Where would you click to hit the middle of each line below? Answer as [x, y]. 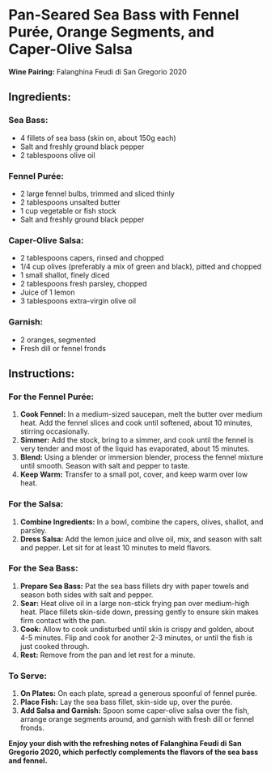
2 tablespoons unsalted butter [70, 202]
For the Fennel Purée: [51, 397]
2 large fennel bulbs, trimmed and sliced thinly [97, 193]
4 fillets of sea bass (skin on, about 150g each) [98, 138]
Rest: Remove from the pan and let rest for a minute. [108, 655]
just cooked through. [55, 646]
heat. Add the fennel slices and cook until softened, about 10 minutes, [136, 423]
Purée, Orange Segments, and [111, 32]
